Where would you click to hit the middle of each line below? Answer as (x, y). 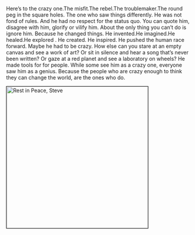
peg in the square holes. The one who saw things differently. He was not (94, 15)
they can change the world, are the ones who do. (66, 77)
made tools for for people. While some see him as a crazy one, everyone (94, 65)
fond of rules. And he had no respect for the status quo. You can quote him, (98, 21)
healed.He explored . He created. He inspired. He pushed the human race (95, 40)
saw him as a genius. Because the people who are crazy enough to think (94, 71)
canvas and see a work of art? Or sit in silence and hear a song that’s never (97, 52)
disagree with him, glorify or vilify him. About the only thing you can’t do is (96, 27)
